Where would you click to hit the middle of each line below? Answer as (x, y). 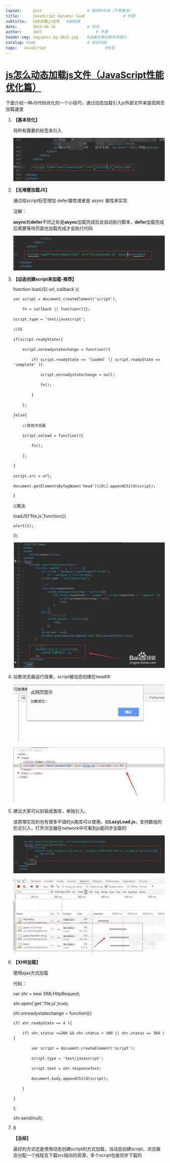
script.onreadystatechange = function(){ (66, 350)
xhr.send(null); (28, 1118)
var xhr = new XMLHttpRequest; (46, 993)
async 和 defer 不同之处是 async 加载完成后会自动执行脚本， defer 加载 (84, 222)
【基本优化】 (26, 120)
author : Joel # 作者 (57, 32)
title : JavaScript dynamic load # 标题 (71, 16)
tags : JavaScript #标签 (60, 48)
